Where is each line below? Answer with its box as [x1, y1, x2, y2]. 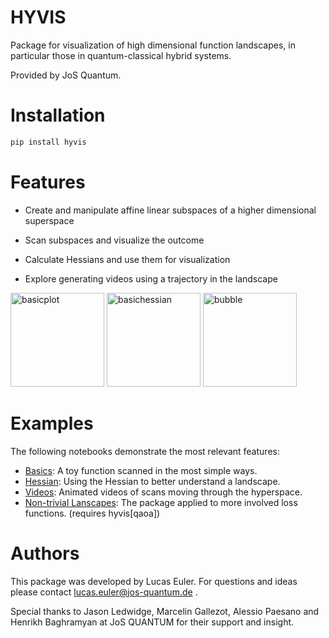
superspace [24, 214, 75, 226]
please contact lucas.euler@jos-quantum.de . [10, 586, 198, 598]
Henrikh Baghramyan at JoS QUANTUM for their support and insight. [10, 616, 295, 628]
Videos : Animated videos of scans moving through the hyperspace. [24, 486, 303, 498]
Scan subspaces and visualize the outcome [24, 234, 205, 246]
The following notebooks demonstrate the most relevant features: [10, 445, 280, 457]
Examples [10, 412, 94, 435]
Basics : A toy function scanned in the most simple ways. [24, 464, 258, 476]
